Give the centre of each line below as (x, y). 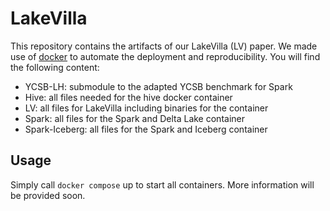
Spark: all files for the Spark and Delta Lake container (134, 118)
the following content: (55, 67)
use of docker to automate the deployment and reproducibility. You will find (165, 56)
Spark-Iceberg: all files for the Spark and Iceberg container (146, 129)
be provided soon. (48, 195)
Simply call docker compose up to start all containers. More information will (162, 184)
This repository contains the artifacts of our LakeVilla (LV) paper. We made (164, 46)
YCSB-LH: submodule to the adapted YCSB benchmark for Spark (158, 86)
